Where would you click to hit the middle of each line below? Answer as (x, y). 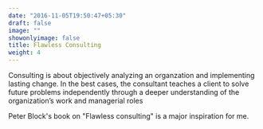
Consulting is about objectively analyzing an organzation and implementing (131, 75)
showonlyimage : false (44, 38)
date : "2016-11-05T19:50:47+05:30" (67, 16)
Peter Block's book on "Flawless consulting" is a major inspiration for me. (129, 116)
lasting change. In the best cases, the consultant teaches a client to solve (129, 84)
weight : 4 (25, 53)
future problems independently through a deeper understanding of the (124, 92)
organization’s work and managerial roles (76, 101)
